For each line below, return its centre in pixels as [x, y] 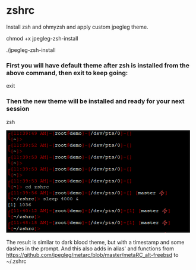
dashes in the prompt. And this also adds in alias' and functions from [90, 249]
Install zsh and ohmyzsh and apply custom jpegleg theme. [77, 27]
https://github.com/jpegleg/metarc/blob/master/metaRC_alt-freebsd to [92, 255]
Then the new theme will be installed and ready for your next [95, 101]
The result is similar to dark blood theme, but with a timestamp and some [95, 242]
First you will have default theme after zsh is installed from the [98, 65]
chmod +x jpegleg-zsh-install [42, 38]
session [18, 109]
